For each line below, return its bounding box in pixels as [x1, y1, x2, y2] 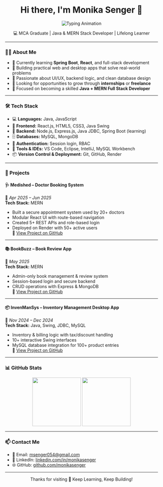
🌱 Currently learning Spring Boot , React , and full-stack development [12, 60, 149, 66]
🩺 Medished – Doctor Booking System [5, 182, 84, 188]
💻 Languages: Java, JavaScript [12, 116, 77, 122]
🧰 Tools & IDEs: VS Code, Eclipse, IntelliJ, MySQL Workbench [12, 145, 135, 151]
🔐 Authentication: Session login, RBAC [12, 141, 91, 146]
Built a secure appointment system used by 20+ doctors [12, 209, 125, 215]
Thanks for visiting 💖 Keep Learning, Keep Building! [30, 476, 133, 482]
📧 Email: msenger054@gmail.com [12, 451, 80, 457]
